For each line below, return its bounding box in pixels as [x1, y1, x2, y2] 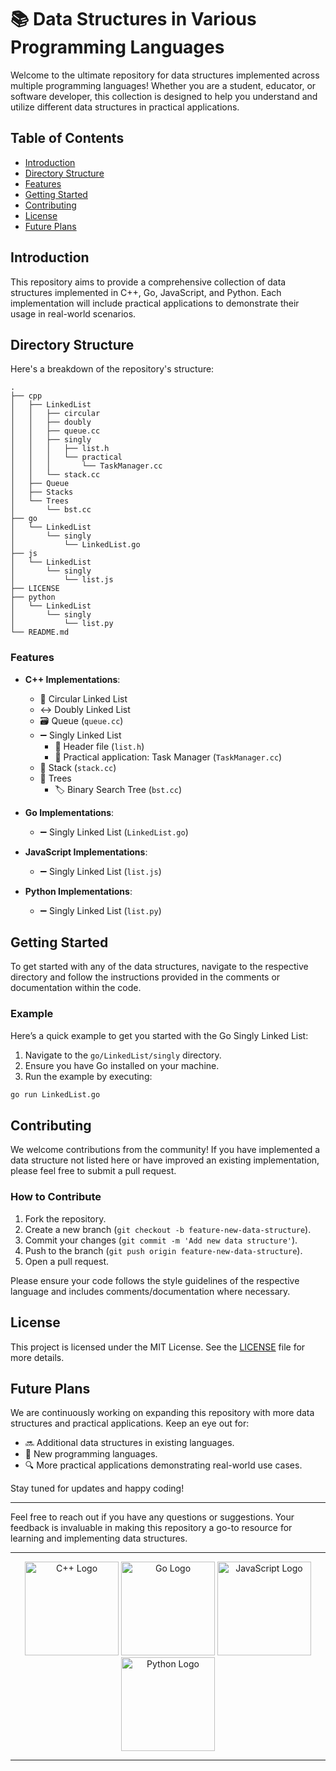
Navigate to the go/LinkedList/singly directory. [24, 1049, 222, 1061]
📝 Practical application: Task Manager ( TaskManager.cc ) [54, 751, 283, 763]
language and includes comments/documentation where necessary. [10, 1285, 291, 1297]
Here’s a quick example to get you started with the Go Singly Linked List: [10, 1029, 309, 1041]
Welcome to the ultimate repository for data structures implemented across [10, 69, 320, 81]
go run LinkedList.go [10, 1089, 101, 1100]
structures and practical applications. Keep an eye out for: [10, 1417, 250, 1430]
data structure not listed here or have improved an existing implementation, [10, 1154, 320, 1166]
